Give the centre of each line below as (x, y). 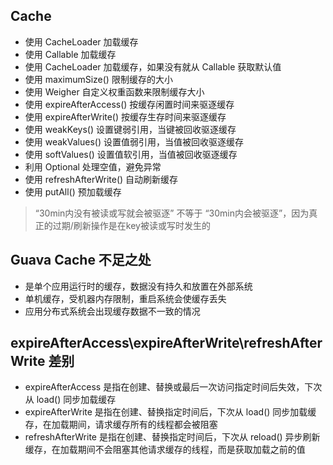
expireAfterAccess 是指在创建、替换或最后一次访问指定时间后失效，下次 (173, 387)
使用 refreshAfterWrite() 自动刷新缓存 (101, 179)
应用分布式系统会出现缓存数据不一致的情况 (112, 311)
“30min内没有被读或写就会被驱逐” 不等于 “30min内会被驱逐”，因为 (172, 213)
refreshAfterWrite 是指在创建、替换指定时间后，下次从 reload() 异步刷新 (172, 437)
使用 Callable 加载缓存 (70, 54)
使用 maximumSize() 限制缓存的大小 (98, 79)
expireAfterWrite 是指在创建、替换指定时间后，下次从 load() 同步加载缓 (170, 412)
